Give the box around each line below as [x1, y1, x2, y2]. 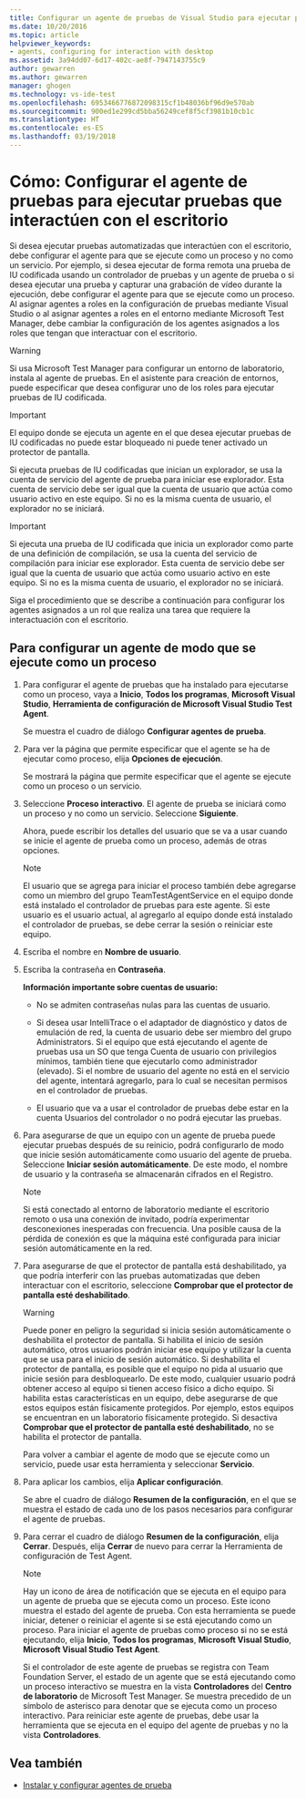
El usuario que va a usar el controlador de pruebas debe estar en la [36, 1102, 290, 1113]
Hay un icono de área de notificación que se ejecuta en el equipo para [22, 1586, 287, 1597]
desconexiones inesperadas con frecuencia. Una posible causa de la [22, 1223, 282, 1234]
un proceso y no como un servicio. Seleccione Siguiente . [22, 808, 239, 819]
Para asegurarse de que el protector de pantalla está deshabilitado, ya [22, 1260, 287, 1271]
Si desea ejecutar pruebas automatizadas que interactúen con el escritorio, [9, 240, 291, 251]
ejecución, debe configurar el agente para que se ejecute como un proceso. [9, 288, 295, 299]
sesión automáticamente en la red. [22, 1242, 153, 1254]
